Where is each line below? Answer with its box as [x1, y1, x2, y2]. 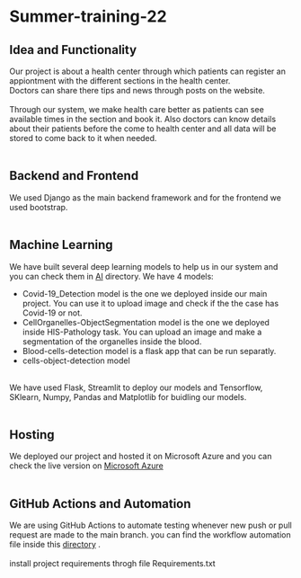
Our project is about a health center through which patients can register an [9, 66, 286, 76]
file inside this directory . [9, 539, 102, 550]
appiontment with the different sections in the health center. [9, 76, 231, 86]
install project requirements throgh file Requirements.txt [9, 558, 216, 569]
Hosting [9, 427, 56, 442]
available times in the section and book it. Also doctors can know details [9, 114, 277, 124]
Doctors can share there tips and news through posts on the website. [9, 85, 265, 95]
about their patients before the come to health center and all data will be [9, 123, 277, 134]
